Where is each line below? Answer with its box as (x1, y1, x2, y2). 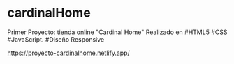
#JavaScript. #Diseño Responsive (7, 35, 105, 43)
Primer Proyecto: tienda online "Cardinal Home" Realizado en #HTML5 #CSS (7, 28, 228, 36)
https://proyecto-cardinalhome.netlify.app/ (7, 49, 131, 57)
